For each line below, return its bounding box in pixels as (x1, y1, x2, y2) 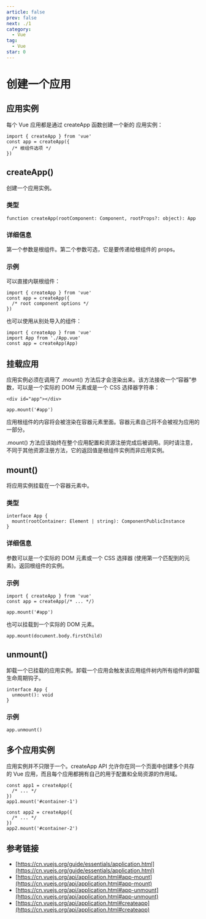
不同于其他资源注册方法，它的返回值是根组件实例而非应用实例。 (6, 447, 167, 454)
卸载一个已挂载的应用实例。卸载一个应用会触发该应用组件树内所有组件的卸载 (6, 666, 200, 674)
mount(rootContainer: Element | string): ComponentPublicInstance (12, 518, 185, 525)
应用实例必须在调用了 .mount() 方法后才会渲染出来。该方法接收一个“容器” (6, 376, 192, 383)
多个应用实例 (6, 745, 55, 755)
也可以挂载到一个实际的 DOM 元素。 (6, 620, 98, 628)
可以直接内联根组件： (6, 277, 60, 285)
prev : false (6, 15, 37, 21)
